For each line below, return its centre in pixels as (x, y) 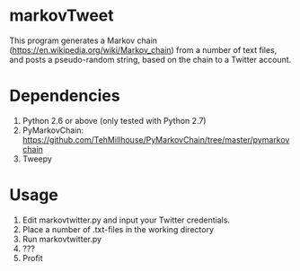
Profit (32, 258)
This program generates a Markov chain (84, 40)
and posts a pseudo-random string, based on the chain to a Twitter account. (150, 59)
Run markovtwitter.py (62, 239)
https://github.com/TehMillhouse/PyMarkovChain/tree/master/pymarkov (156, 139)
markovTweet (62, 16)
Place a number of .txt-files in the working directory (118, 229)
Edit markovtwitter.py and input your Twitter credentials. (126, 220)
